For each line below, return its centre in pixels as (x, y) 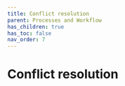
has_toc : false (29, 33)
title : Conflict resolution (48, 14)
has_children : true (36, 27)
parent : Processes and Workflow (54, 20)
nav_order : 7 (26, 40)
